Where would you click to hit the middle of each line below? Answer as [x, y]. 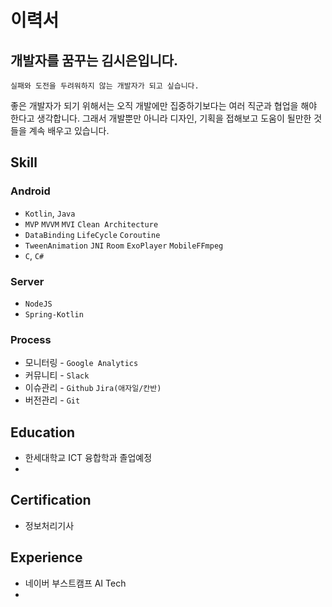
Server [27, 281]
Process [31, 339]
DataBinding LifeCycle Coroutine [92, 235]
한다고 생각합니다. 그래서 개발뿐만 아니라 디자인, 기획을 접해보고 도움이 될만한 [161, 118]
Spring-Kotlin [54, 314]
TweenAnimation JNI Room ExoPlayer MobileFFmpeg [124, 246]
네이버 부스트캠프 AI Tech [75, 583]
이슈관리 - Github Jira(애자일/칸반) [93, 388]
